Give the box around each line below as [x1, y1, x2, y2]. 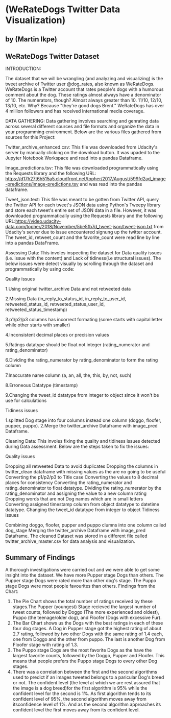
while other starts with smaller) [5, 322, 70, 328]
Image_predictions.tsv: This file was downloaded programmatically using [5, 165, 159, 171]
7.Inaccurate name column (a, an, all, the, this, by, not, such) [5, 372, 132, 378]
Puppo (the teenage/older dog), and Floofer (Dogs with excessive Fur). [12, 614, 162, 621]
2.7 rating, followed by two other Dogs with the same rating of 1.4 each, [12, 631, 163, 637]
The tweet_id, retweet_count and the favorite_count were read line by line [5, 234, 160, 241]
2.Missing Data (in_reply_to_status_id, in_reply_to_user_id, [5, 296, 127, 302]
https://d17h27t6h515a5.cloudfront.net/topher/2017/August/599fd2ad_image [5, 176, 166, 182]
